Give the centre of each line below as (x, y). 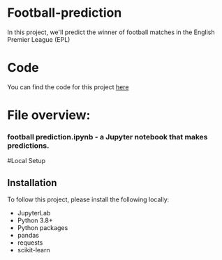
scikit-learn (34, 250)
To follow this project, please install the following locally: (88, 199)
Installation (32, 183)
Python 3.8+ (35, 220)
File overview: (49, 115)
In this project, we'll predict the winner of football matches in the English (111, 32)
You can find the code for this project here (68, 87)
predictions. (28, 146)
